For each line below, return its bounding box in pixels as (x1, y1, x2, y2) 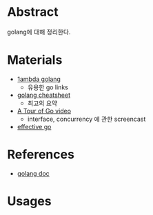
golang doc (17, 169, 50, 177)
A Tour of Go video (17, 106, 71, 115)
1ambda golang (17, 75, 61, 83)
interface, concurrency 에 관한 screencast (27, 115, 146, 123)
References (7, 147, 74, 162)
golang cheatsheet (17, 91, 71, 99)
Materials (7, 52, 63, 68)
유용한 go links (27, 83, 69, 91)
